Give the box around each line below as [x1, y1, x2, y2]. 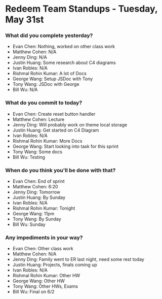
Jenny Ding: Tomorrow [12, 189, 61, 195]
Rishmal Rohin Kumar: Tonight [12, 205, 75, 211]
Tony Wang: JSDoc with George [12, 81, 79, 87]
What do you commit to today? [5, 99, 83, 107]
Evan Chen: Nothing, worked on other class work [12, 44, 115, 50]
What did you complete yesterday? [5, 32, 93, 39]
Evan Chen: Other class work [12, 246, 73, 252]
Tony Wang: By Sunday [12, 216, 62, 222]
